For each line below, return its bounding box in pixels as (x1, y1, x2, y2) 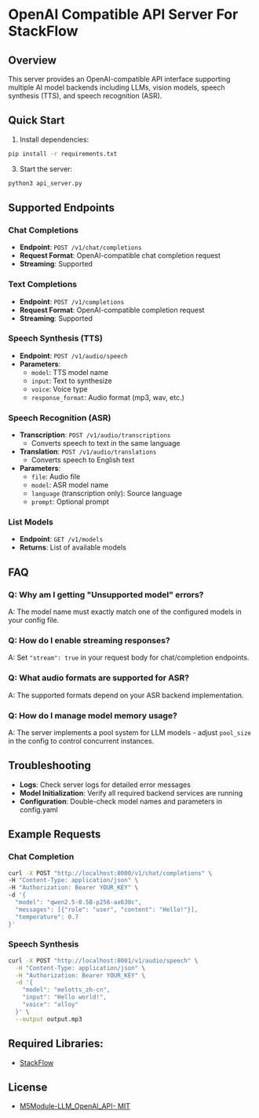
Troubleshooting (8, 759, 92, 772)
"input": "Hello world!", (22, 993, 108, 1002)
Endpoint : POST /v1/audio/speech (19, 351, 128, 360)
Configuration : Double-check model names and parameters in (19, 796, 222, 806)
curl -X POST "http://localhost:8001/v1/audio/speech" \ (8, 957, 199, 965)
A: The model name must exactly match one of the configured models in (8, 607, 242, 616)
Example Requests (8, 828, 101, 841)
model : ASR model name (31, 480, 109, 490)
